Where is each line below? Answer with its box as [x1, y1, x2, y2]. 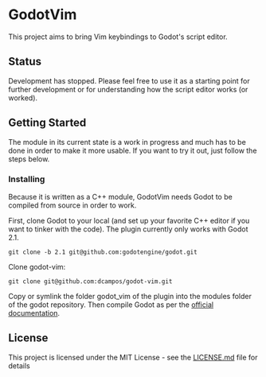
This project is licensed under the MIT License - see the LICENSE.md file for [8, 352, 258, 362]
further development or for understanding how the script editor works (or [8, 84, 248, 94]
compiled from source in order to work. [8, 200, 137, 210]
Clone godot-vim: [8, 262, 66, 271]
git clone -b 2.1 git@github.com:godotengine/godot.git [8, 248, 198, 256]
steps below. [8, 154, 50, 164]
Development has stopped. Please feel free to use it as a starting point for [8, 76, 250, 85]
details [8, 360, 30, 371]
